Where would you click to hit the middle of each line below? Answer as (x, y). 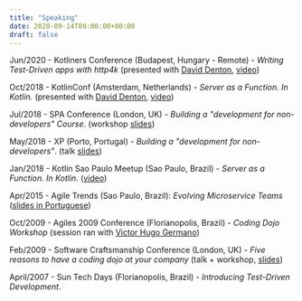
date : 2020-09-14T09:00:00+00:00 (72, 26)
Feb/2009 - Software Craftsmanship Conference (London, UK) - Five (137, 250)
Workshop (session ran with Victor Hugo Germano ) (105, 232)
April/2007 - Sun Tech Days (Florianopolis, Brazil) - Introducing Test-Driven (150, 277)
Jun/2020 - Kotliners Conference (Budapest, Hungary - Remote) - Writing (146, 61)
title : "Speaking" (44, 18)
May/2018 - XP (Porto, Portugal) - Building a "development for (125, 142)
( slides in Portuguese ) (51, 205)
